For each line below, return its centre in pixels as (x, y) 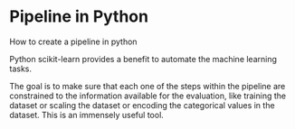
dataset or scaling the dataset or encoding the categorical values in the (142, 105)
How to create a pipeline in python (73, 41)
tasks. (21, 69)
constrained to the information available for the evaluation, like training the (148, 96)
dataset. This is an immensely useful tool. (87, 115)
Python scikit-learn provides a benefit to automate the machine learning (143, 59)
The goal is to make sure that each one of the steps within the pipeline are (147, 86)
